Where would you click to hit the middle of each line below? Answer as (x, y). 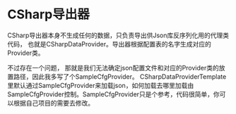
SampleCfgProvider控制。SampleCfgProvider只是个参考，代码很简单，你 (114, 94)
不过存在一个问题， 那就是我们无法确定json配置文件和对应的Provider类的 (113, 68)
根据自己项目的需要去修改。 (53, 103)
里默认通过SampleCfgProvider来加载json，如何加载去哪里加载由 (101, 85)
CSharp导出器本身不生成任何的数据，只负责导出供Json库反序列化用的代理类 (118, 35)
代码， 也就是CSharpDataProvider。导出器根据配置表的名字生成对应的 (110, 44)
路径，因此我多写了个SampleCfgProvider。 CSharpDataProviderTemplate (120, 76)
